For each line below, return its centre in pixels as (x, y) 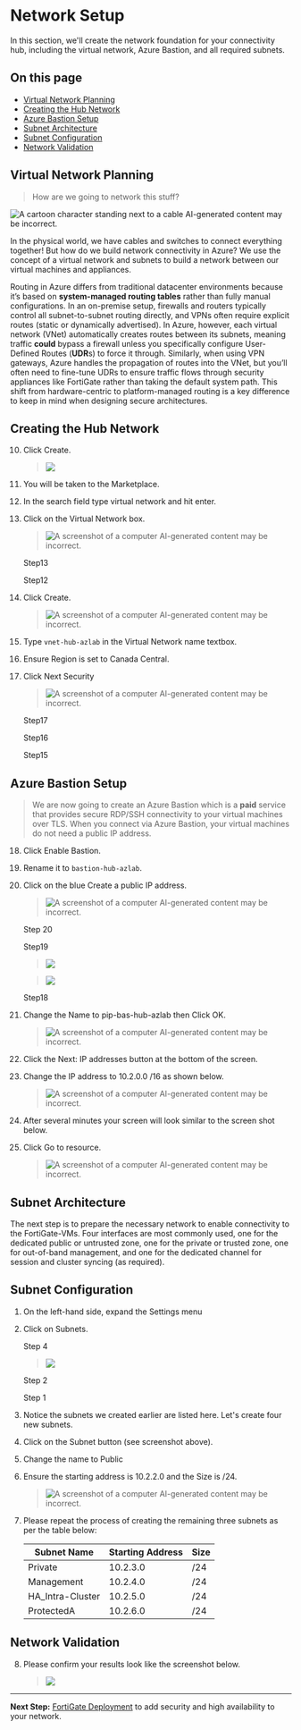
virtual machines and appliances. (71, 269)
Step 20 (38, 930)
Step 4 (35, 1346)
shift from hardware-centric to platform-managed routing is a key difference (150, 391)
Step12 (35, 580)
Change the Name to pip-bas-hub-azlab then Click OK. (124, 1015)
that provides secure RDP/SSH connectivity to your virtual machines (158, 814)
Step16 (35, 738)
